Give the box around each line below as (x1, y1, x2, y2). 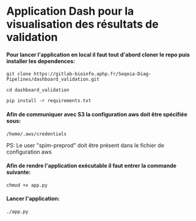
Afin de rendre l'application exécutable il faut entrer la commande (6, 162, 177, 170)
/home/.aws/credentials (6, 130, 67, 137)
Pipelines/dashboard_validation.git (6, 77, 100, 83)
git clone (6, 71, 32, 77)
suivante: (6, 168, 31, 176)
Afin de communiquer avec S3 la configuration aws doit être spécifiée (6, 110, 187, 118)
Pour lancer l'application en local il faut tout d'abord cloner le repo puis (6, 51, 191, 58)
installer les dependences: (6, 57, 75, 65)
